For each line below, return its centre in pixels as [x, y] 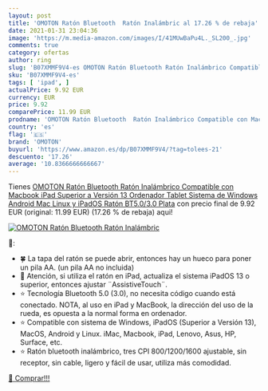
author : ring [30, 61]
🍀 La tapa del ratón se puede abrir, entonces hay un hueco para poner [136, 259]
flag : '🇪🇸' [28, 134]
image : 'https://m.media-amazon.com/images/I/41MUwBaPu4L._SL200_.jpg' [130, 38]
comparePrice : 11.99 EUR [49, 113]
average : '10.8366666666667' [57, 164]
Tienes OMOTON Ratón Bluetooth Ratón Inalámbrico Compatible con [121, 187]
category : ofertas [39, 53]
